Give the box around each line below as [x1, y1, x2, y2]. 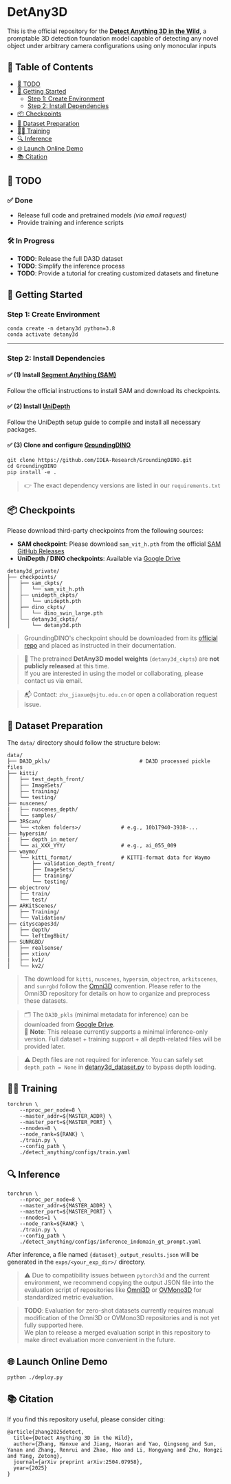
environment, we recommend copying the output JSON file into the [23, 1278, 214, 1287]
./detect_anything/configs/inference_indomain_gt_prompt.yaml [19, 1238, 201, 1246]
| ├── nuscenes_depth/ [7, 806, 78, 813]
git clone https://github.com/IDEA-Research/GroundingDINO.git [7, 456, 192, 463]
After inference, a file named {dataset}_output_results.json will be [7, 1251, 199, 1259]
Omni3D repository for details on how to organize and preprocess [23, 989, 210, 997]
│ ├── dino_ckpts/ [7, 604, 67, 611]
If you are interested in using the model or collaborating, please [23, 669, 204, 677]
